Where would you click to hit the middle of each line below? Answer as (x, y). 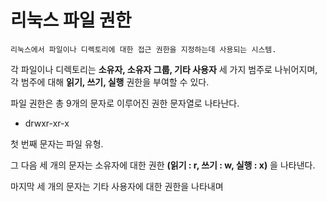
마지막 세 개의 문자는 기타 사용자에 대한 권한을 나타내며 (117, 186)
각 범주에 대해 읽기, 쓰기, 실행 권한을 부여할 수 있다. (110, 82)
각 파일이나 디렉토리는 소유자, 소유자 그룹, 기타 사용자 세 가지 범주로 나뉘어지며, (164, 69)
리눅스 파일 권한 (71, 20)
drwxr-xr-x (47, 123)
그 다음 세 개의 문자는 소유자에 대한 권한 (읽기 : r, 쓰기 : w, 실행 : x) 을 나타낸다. (163, 165)
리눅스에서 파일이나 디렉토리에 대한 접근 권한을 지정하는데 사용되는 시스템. (143, 49)
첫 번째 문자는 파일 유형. (57, 143)
